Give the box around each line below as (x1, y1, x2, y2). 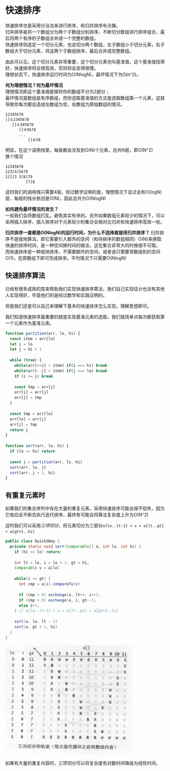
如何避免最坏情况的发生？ (5, 206, 59, 212)
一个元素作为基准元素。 (5, 320, 54, 326)
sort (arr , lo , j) (10, 465, 47, 470)
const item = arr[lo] (10, 336, 56, 341)
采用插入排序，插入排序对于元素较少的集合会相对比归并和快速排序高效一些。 (5, 219, 165, 225)
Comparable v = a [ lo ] (14, 565, 60, 571)
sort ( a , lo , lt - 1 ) (14, 619, 58, 624)
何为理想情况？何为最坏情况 (5, 82, 63, 88)
